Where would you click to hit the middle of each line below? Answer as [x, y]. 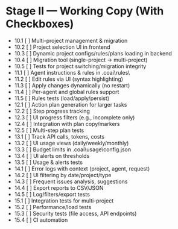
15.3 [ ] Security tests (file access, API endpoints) [75, 213]
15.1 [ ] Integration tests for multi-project [64, 201]
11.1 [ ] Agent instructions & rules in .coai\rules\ [72, 72]
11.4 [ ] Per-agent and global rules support [67, 92]
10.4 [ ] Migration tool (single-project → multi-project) [81, 60]
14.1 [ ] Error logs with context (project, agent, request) [82, 168]
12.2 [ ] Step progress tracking [52, 111]
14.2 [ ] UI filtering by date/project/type [63, 175]
